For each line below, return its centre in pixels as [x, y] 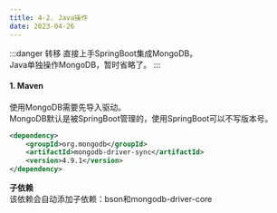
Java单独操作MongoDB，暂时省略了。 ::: [85, 64]
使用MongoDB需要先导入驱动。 [68, 107]
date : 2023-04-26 [42, 26]
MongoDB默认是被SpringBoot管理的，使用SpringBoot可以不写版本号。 [141, 118]
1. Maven [26, 86]
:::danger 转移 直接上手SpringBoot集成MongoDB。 [103, 53]
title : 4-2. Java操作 [49, 18]
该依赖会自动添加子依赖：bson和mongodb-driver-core [111, 199]
